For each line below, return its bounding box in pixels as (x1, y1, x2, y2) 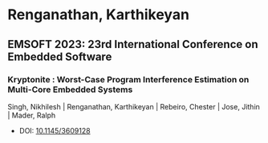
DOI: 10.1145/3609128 (18, 125, 91, 135)
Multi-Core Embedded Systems (7, 84, 133, 95)
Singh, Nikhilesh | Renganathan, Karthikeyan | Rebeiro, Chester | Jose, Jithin (7, 101, 260, 111)
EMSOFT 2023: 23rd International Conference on (7, 38, 258, 51)
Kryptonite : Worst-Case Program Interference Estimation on (7, 73, 250, 85)
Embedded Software (7, 50, 112, 63)
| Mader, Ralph (7, 110, 56, 120)
